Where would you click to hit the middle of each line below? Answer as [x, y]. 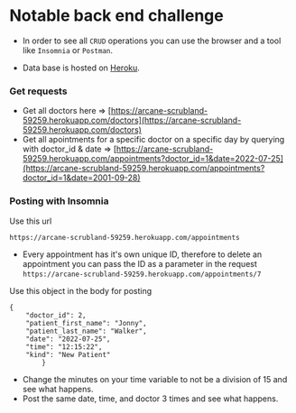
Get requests [38, 91]
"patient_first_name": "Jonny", [86, 323]
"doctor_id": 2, [56, 315]
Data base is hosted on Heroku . [81, 68]
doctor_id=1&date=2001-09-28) [82, 178]
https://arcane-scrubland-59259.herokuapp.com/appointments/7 [142, 274]
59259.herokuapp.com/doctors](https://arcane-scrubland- [132, 120]
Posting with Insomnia [59, 201]
